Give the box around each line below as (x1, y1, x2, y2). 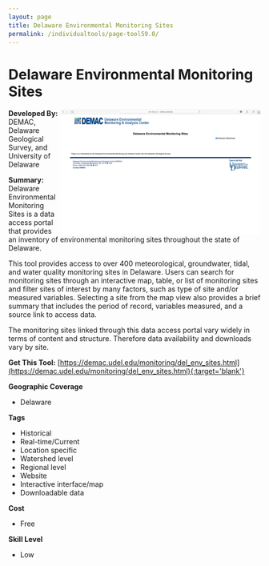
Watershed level (19, 454, 74, 464)
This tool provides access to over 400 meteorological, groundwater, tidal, (8, 259, 251, 268)
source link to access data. (8, 310, 98, 319)
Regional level (19, 463, 66, 472)
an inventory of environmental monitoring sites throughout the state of (8, 235, 240, 244)
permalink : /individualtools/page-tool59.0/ (8, 30, 159, 38)
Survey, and (8, 143, 48, 152)
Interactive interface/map (19, 480, 104, 489)
